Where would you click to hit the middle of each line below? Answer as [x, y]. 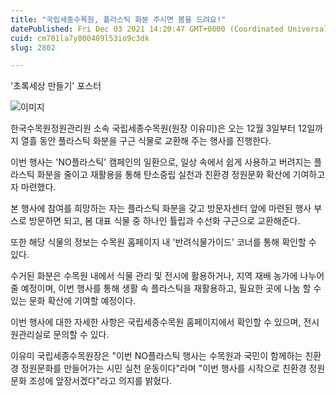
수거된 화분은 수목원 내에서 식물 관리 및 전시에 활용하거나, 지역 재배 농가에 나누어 [167, 276]
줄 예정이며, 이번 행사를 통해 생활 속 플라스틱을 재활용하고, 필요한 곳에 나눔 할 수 [166, 288]
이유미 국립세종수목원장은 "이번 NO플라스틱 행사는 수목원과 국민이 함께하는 [156, 356]
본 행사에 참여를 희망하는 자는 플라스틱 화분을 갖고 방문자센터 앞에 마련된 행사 [161, 208]
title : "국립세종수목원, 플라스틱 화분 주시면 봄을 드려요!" [118, 19]
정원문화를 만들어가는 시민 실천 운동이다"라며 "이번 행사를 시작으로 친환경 [163, 368]
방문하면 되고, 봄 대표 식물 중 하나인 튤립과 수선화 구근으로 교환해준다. [164, 221]
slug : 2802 [33, 47]
